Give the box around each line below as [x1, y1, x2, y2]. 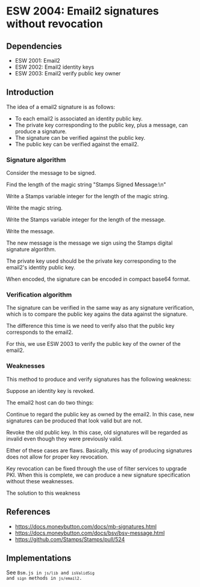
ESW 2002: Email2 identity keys [14, 63, 95, 71]
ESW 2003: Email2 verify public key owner [14, 70, 121, 77]
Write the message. [6, 228, 55, 235]
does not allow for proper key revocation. [6, 453, 108, 460]
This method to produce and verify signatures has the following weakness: [6, 375, 192, 383]
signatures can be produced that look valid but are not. [6, 417, 143, 424]
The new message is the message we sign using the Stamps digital [6, 239, 173, 246]
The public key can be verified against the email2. [14, 140, 139, 148]
